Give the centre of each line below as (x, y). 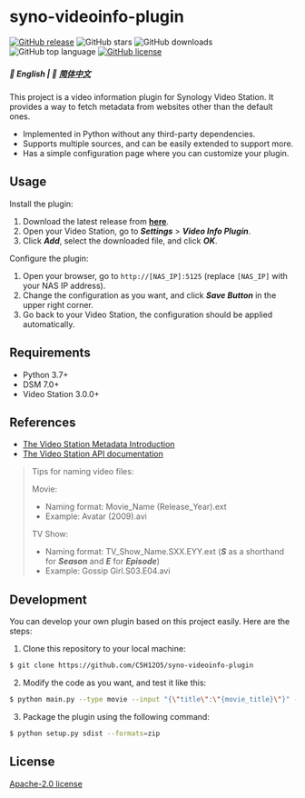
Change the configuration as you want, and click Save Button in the (149, 295)
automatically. (49, 324)
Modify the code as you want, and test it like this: (114, 683)
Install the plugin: (42, 204)
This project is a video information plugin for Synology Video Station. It (142, 96)
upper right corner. (58, 304)
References (43, 422)
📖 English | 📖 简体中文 (50, 74)
